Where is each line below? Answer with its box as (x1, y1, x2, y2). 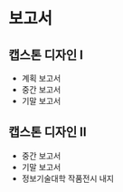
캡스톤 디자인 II (8, 124, 87, 140)
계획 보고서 (21, 73, 61, 83)
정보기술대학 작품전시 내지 (21, 173, 115, 184)
